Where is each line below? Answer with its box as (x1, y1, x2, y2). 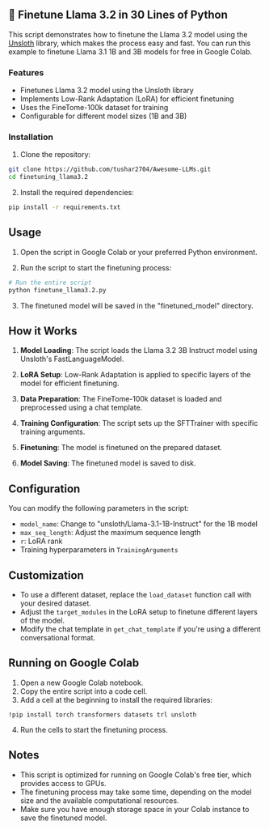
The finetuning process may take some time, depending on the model (19, 787, 252, 797)
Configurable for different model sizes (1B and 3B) (19, 111, 187, 121)
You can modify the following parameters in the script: (8, 504, 189, 513)
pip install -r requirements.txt (8, 203, 121, 211)
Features (8, 66, 44, 78)
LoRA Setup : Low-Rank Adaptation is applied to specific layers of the (19, 370, 251, 380)
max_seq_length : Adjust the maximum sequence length (19, 528, 201, 538)
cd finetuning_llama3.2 (8, 173, 89, 181)
